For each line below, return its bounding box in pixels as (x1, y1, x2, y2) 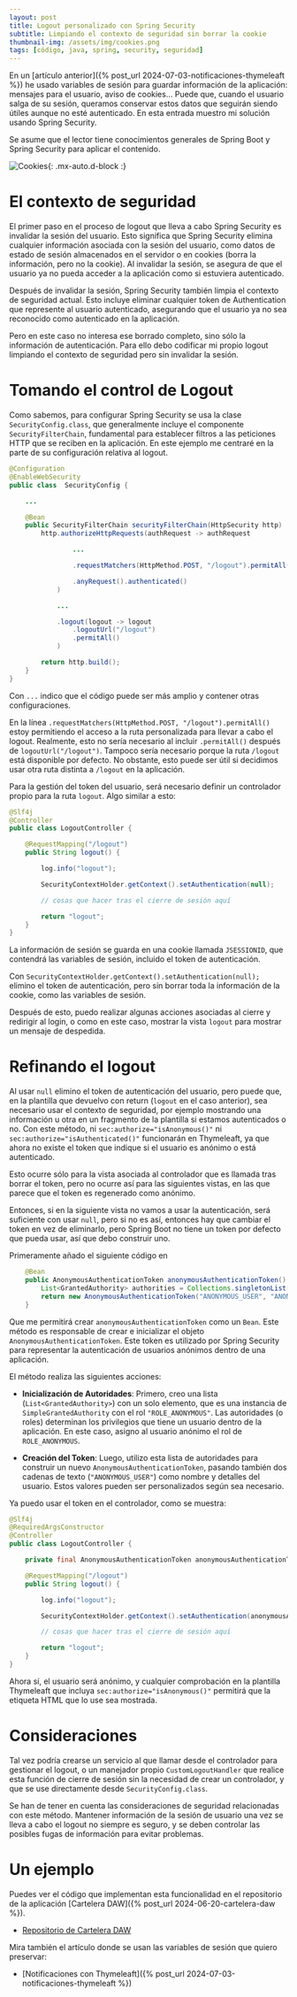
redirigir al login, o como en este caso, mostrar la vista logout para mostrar (9, 1017, 282, 1027)
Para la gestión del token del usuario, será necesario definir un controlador (9, 780, 281, 792)
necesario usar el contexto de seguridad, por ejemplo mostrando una (9, 1105, 262, 1116)
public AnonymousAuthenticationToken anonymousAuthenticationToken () (25, 1276, 287, 1285)
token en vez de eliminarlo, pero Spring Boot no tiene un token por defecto (9, 1224, 281, 1234)
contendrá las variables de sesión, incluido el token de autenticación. (9, 954, 261, 964)
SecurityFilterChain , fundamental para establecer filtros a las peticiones (9, 428, 277, 439)
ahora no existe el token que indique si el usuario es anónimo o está (9, 1142, 256, 1153)
